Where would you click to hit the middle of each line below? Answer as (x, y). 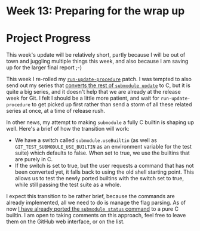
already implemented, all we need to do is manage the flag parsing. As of (96, 203)
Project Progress (49, 38)
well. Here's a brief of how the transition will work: (68, 129)
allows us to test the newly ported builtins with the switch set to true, (99, 178)
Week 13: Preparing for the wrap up (96, 11)
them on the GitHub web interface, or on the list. (65, 221)
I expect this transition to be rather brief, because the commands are (90, 196)
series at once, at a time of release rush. (56, 111)
